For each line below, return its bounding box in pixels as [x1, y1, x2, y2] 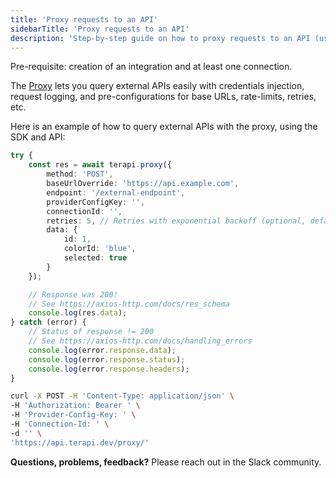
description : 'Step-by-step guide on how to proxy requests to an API [10, 33, 311, 43]
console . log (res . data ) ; [28, 308, 128, 318]
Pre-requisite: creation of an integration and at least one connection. [10, 61, 293, 73]
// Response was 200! [28, 289, 118, 300]
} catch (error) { [10, 317, 87, 328]
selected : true [63, 253, 128, 263]
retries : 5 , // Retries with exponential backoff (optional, [46, 216, 307, 226]
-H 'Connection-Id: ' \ [10, 419, 110, 429]
